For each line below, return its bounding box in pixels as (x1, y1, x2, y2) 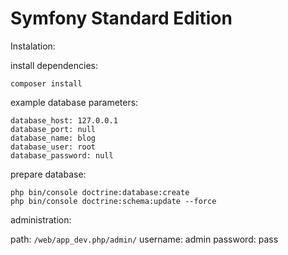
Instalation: (10, 40, 56, 52)
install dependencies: (10, 59, 98, 71)
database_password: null (10, 150, 114, 161)
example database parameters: (10, 96, 139, 108)
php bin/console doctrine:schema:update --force (10, 196, 217, 206)
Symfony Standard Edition (10, 7, 233, 30)
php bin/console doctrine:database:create (10, 187, 190, 197)
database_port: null (10, 124, 97, 134)
